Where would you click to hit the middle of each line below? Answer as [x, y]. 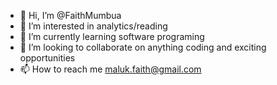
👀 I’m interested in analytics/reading [93, 26]
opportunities [47, 58]
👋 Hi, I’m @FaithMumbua [70, 15]
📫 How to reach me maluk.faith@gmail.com [110, 69]
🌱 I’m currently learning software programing [112, 36]
